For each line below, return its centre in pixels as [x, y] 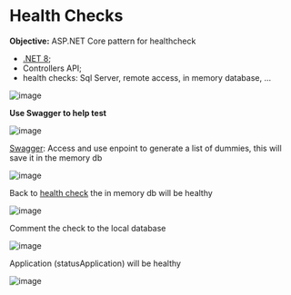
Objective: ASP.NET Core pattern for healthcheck [103, 41]
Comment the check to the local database [88, 228]
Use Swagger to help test [58, 113]
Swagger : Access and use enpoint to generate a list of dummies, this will [145, 148]
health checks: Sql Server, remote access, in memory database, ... [147, 77]
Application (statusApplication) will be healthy [95, 263]
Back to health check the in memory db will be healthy [111, 192]
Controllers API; [52, 68]
